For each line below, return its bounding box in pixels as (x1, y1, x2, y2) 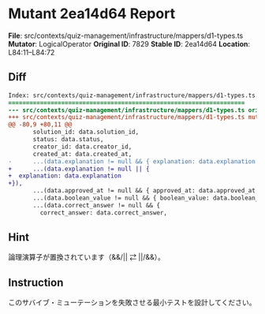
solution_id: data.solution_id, (32, 128, 140, 136)
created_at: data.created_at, (32, 150, 132, 158)
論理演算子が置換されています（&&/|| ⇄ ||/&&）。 (8, 252, 166, 262)
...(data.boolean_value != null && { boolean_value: (32, 194, 211, 202)
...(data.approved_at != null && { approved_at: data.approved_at (32, 187, 256, 195)
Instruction (8, 275, 64, 289)
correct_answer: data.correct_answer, (39, 208, 168, 217)
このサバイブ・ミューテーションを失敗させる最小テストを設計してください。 (8, 297, 256, 308)
